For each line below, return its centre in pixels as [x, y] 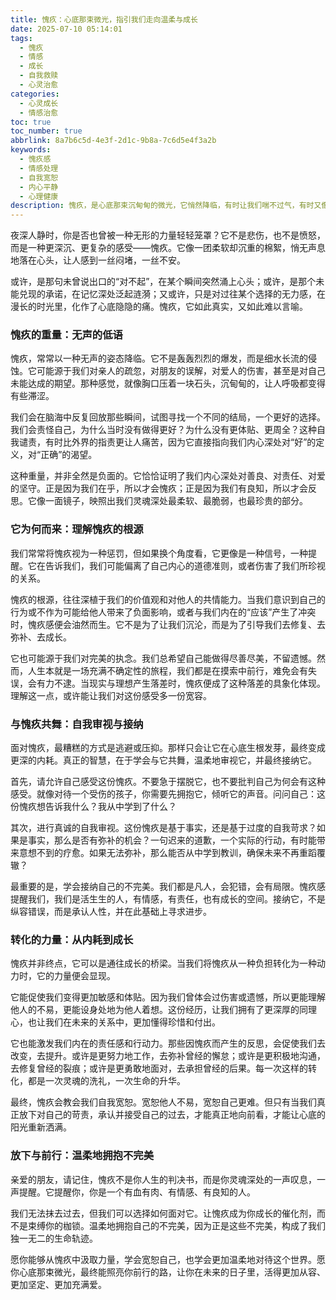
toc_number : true [46, 131]
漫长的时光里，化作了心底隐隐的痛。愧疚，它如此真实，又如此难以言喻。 [159, 307]
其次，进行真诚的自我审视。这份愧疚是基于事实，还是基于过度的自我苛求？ [163, 828]
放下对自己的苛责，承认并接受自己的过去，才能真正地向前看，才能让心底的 [172, 1115]
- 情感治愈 [39, 112]
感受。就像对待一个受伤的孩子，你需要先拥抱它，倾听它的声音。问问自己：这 [168, 794]
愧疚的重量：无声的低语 [66, 335]
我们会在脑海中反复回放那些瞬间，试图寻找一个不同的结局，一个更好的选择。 [168, 417]
